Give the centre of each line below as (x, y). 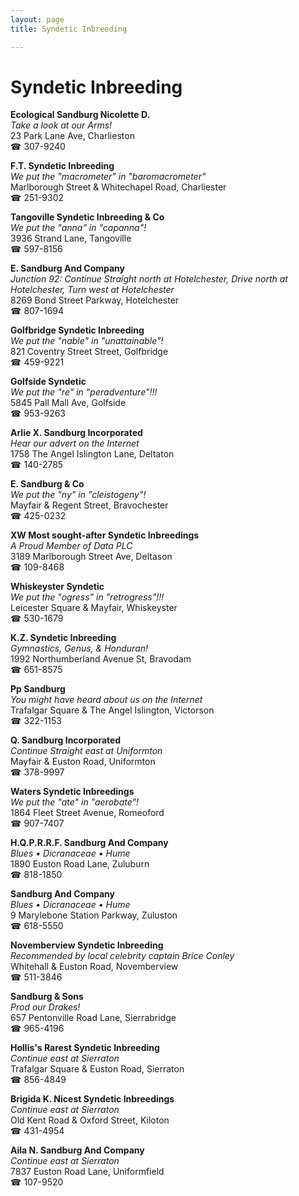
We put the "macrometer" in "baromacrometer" (108, 177)
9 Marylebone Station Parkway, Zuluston (94, 915)
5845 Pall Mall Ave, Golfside (68, 403)
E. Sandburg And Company (67, 268)
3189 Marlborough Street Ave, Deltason (91, 557)
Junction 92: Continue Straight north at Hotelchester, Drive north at (149, 279)
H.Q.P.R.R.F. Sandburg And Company (89, 843)
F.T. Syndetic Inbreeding (62, 166)
